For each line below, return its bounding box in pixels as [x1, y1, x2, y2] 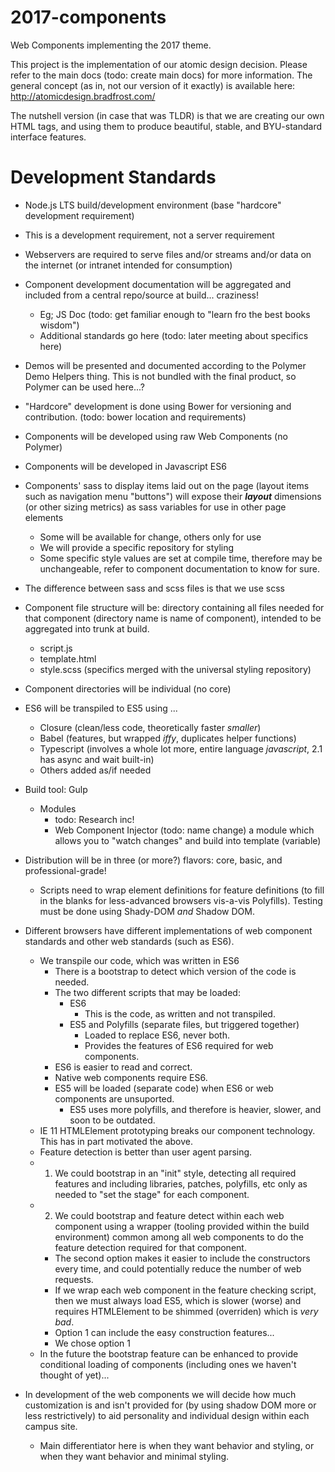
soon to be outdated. [69, 1114, 156, 1126]
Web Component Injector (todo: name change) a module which [54, 824, 315, 836]
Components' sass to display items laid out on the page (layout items [24, 479, 310, 491]
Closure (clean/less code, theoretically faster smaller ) [39, 721, 262, 733]
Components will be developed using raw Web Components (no [24, 430, 288, 442]
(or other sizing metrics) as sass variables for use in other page [24, 501, 287, 513]
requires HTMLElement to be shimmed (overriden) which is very [54, 1305, 319, 1317]
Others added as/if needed [39, 764, 152, 776]
